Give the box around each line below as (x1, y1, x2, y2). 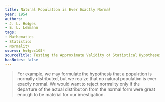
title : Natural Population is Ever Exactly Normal (5, 7, 111, 12)
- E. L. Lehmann (5, 25, 38, 30)
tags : (5, 30, 16, 35)
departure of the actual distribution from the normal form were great (17, 86, 156, 92)
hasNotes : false (5, 57, 38, 62)
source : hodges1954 (5, 48, 45, 53)
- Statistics (5, 39, 32, 44)
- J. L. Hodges (5, 21, 36, 26)
